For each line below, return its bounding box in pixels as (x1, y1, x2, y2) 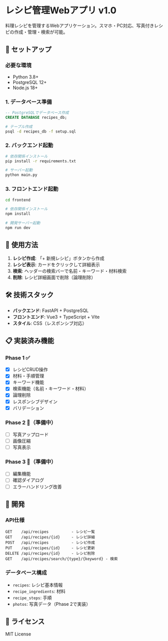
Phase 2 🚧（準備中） (5, 419, 57, 426)
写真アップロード (12, 431, 49, 438)
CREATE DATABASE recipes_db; (5, 115, 67, 120)
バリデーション (12, 405, 44, 411)
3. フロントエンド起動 (5, 186, 59, 193)
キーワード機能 (12, 379, 44, 386)
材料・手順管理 (12, 373, 44, 379)
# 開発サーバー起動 (5, 220, 41, 226)
